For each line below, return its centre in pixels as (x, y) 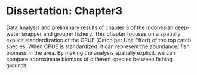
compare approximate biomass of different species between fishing (90, 59)
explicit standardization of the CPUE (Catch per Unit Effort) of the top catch (99, 40)
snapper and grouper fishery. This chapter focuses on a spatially (101, 33)
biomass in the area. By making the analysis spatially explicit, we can (91, 52)
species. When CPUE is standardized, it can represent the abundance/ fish (98, 46)
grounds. (17, 65)
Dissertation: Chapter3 (64, 11)
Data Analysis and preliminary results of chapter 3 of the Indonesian (90, 27)
